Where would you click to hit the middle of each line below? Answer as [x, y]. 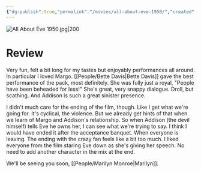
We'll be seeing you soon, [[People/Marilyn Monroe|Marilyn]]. [82, 163]
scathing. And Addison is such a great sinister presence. [76, 95]
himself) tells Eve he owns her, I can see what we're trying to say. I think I [97, 126]
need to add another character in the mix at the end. [70, 151]
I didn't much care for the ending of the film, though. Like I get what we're [97, 107]
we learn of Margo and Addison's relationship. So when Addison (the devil [98, 120]
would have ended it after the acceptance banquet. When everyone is [92, 132]
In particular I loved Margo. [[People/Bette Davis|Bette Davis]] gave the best [100, 76]
